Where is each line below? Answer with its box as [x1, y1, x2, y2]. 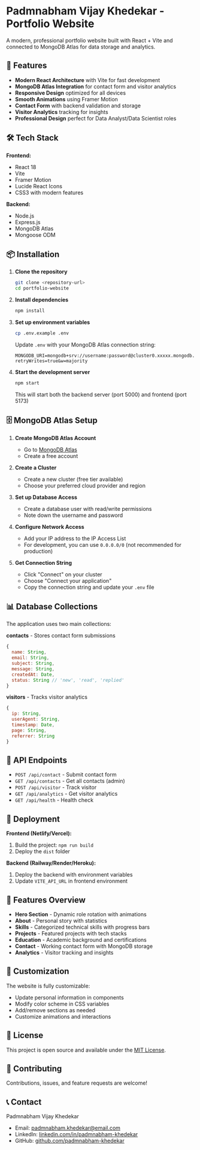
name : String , [11, 649, 47, 655]
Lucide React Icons [14, 182, 63, 189]
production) [23, 547, 53, 555]
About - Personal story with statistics [14, 917, 108, 924]
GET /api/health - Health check [14, 796, 94, 804]
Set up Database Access [14, 493, 78, 501]
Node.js [14, 212, 35, 219]
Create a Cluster [14, 463, 57, 471]
